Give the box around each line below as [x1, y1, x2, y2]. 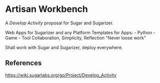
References [5, 59, 42, 68]
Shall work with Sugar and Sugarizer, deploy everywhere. [5, 44, 123, 50]
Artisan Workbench [5, 3, 88, 15]
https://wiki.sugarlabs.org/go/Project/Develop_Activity [5, 72, 117, 78]
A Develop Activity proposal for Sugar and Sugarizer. [5, 20, 114, 26]
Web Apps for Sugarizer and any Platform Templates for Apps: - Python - [5, 29, 156, 35]
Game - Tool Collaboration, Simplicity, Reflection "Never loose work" [5, 35, 146, 41]
